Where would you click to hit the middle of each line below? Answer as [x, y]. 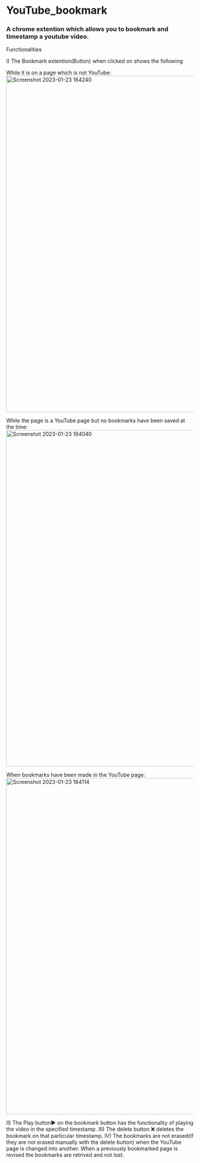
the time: [17, 427]
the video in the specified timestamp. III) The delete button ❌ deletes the [95, 1129]
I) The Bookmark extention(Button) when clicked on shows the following [95, 61]
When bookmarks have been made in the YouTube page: [76, 775]
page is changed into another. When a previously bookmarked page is [92, 1149]
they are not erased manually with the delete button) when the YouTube [94, 1142]
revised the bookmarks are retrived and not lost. [65, 1155]
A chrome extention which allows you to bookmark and [87, 29]
